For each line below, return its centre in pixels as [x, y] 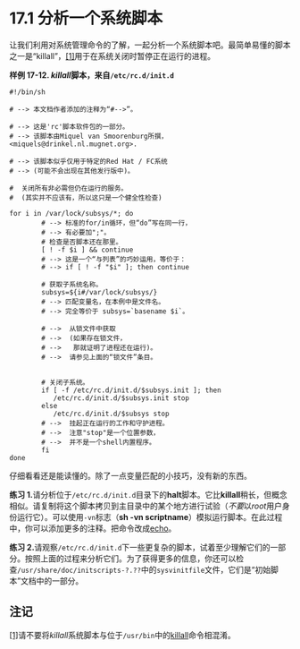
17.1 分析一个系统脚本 [86, 18]
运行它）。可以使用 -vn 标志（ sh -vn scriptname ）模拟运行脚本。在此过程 [150, 517]
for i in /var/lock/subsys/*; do [71, 213]
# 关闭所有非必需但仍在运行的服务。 [68, 188]
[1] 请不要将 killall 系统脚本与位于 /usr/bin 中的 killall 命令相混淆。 [122, 635]
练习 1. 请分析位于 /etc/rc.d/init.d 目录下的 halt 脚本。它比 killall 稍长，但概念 [148, 494]
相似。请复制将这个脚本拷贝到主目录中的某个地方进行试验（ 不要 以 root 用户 [146, 506]
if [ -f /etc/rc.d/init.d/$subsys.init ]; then [131, 390]
